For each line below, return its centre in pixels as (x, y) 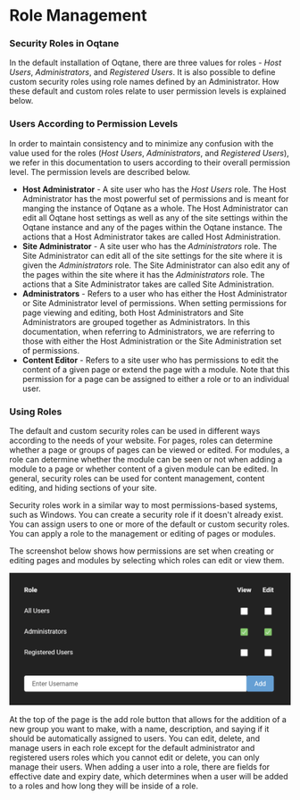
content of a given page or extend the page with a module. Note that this (156, 369)
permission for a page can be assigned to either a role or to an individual (156, 379)
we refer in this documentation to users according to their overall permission (150, 162)
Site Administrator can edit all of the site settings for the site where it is (152, 255)
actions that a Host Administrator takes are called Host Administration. (151, 237)
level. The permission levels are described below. (100, 171)
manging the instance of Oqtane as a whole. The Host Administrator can (155, 208)
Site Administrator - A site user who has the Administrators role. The (150, 246)
